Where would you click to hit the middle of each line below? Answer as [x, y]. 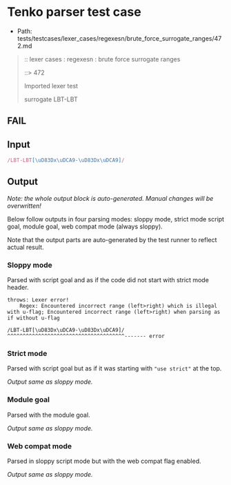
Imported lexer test [51, 86]
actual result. [26, 247]
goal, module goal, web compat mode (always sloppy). [85, 226]
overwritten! [24, 206]
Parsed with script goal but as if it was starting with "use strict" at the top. [114, 368]
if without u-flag [33, 318]
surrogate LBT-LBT [51, 99]
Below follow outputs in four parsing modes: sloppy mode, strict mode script [116, 219]
